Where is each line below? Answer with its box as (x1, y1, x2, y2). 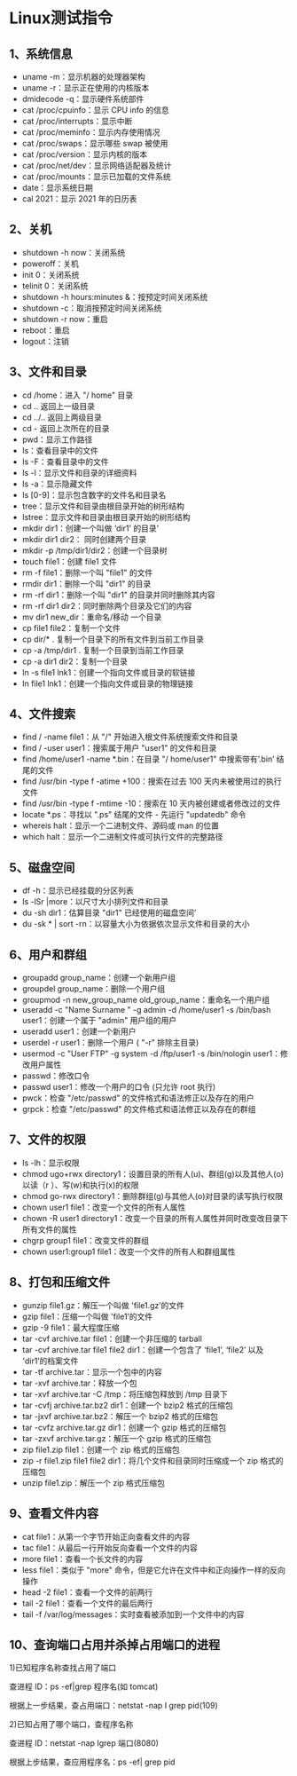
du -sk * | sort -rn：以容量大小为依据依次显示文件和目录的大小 (21, 919, 250, 929)
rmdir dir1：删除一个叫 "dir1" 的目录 (21, 578, 152, 588)
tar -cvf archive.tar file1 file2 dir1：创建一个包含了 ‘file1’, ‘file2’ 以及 (21, 1344, 264, 1354)
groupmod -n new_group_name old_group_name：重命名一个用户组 (21, 995, 270, 1006)
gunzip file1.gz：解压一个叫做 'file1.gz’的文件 (21, 1299, 184, 1310)
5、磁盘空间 (9, 860, 75, 875)
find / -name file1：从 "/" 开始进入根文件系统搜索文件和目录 (21, 731, 238, 742)
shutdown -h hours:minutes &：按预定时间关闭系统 (21, 291, 208, 302)
